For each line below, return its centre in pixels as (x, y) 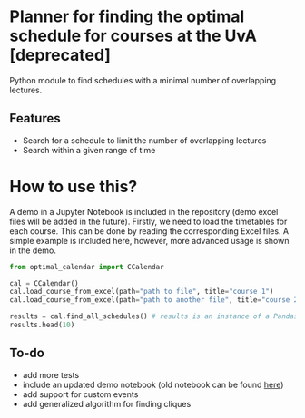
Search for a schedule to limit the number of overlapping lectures (144, 140)
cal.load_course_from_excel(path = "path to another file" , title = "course (150, 300)
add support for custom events (80, 394)
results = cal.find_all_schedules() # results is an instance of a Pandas (154, 316)
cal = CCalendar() (44, 283)
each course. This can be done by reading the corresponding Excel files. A (149, 231)
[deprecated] (60, 55)
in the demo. (33, 250)
